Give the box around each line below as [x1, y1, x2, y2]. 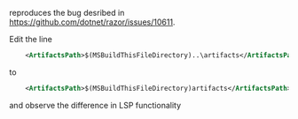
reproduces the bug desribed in [9, 8, 125, 18]
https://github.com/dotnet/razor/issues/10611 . [9, 17, 176, 27]
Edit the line [9, 34, 53, 44]
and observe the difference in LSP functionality [9, 100, 182, 110]
